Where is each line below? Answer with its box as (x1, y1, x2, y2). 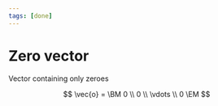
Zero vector (8, 46, 89, 65)
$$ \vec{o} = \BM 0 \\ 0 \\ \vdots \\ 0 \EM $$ (63, 89, 211, 99)
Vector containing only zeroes (8, 74, 109, 83)
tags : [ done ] (8, 11, 53, 20)
